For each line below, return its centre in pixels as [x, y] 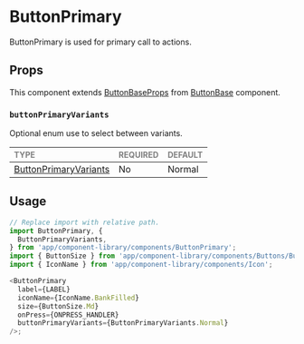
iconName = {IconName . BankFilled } [79, 298]
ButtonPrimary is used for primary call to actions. [100, 42]
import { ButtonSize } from [62, 256]
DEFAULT [185, 155]
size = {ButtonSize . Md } [58, 306]
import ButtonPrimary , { [56, 231]
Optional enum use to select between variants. [96, 133]
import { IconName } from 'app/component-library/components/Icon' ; [141, 265]
